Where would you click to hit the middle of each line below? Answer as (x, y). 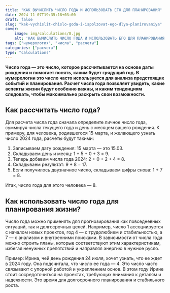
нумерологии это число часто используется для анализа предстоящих (85, 78)
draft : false (19, 19)
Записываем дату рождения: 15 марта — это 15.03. (68, 149)
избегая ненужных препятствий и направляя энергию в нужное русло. (82, 248)
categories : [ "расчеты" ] (31, 48)
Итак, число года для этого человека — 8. (51, 185)
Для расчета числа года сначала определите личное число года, (76, 122)
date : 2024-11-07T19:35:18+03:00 (41, 15)
